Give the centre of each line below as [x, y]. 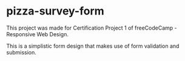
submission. [21, 52]
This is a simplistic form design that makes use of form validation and [93, 46]
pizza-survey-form [55, 11]
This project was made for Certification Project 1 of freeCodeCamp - [92, 28]
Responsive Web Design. [37, 34]
